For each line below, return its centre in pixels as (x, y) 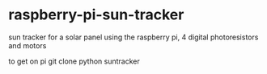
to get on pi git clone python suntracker (74, 61)
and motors (28, 45)
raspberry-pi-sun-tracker (96, 15)
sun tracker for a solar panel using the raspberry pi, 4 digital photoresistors (133, 37)
